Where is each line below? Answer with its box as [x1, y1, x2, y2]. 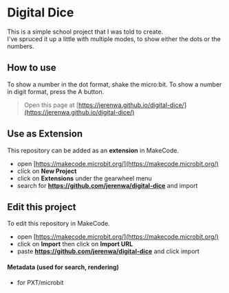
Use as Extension [7, 128, 83, 140]
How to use [7, 62, 56, 73]
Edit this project [7, 201, 76, 213]
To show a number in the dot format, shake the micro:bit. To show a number [7, 80, 222, 89]
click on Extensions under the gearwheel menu [17, 174, 153, 183]
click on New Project [17, 167, 77, 175]
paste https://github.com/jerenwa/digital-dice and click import [17, 247, 199, 255]
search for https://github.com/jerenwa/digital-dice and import [17, 181, 198, 189]
